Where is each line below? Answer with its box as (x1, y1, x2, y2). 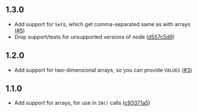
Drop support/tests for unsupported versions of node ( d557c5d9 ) (14, 33, 175, 41)
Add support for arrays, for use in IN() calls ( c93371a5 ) (14, 99, 150, 107)
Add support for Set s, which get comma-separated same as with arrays (14, 20, 191, 27)
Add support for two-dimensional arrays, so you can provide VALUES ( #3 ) (14, 66, 193, 73)
